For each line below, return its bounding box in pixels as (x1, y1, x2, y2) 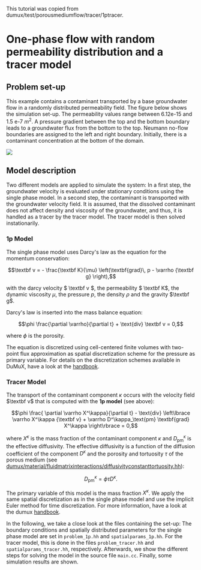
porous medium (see (6, 456, 58, 464)
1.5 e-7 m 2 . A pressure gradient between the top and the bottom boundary (6, 117, 190, 125)
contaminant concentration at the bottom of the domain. (6, 137, 145, 144)
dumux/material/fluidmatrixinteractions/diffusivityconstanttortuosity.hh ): (6, 463, 185, 470)
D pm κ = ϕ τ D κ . (83, 474, 118, 484)
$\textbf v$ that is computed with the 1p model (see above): (6, 398, 155, 405)
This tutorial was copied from (6, 5, 79, 12)
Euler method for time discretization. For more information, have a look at (6, 502, 187, 509)
